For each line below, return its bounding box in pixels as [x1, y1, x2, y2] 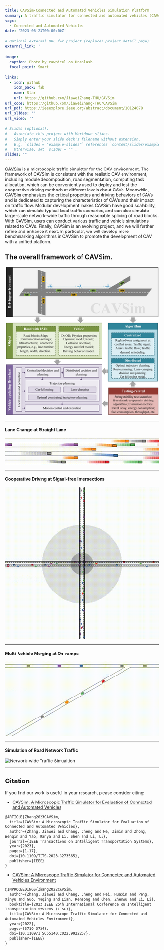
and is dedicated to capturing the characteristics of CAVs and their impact [5, 197, 154, 203]
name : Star [14, 90, 36, 95]
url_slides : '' [5, 111, 36, 116]
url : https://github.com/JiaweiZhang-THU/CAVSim [14, 95, 115, 100]
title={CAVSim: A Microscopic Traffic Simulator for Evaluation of [9, 820, 150, 824]
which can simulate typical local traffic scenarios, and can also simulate [5, 208, 149, 213]
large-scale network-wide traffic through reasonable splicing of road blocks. [5, 213, 159, 219]
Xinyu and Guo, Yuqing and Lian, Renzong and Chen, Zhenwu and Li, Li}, [5, 897, 156, 902]
